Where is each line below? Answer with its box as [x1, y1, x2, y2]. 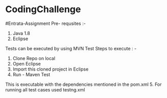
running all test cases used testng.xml [5, 86, 85, 92]
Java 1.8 [12, 30, 31, 36]
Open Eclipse [12, 60, 41, 67]
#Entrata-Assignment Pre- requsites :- [5, 20, 86, 26]
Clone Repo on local [12, 55, 55, 61]
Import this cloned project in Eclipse [12, 66, 89, 72]
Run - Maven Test [12, 71, 51, 77]
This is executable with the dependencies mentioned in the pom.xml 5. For [5, 81, 162, 87]
